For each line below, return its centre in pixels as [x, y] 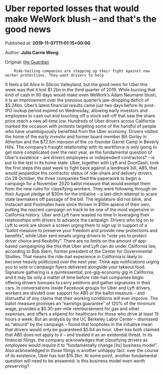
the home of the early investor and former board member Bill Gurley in [76, 136]
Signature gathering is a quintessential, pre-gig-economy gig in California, [80, 272]
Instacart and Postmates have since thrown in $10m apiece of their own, [78, 204]
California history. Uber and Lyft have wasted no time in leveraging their [77, 214]
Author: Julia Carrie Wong [32, 53]
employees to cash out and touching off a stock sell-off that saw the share [80, 115]
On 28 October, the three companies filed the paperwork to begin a [73, 178]
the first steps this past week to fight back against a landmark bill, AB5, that [81, 168]
